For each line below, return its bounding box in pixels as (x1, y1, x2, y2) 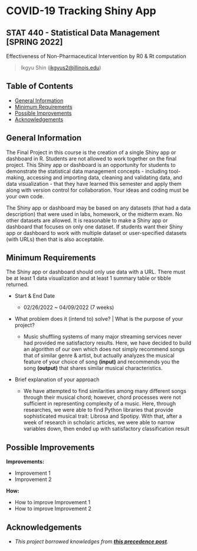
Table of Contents (6, 81, 74, 91)
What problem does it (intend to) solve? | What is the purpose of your (14, 315, 183, 323)
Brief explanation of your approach (14, 376, 100, 383)
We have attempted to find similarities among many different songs (23, 388, 187, 395)
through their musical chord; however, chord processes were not (23, 394, 181, 401)
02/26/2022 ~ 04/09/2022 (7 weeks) (23, 304, 114, 311)
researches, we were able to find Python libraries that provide (23, 407, 174, 414)
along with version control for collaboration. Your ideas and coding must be (6, 186, 189, 194)
